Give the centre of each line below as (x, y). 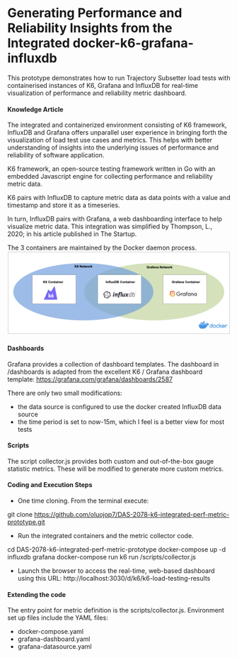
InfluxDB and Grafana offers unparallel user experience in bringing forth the (117, 133)
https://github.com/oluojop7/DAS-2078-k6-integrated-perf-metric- (132, 514)
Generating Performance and (95, 13)
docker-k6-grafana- (133, 43)
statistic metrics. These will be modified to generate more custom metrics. (116, 469)
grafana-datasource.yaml (54, 647)
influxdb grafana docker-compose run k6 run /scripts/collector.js (102, 557)
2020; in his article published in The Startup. (72, 234)
